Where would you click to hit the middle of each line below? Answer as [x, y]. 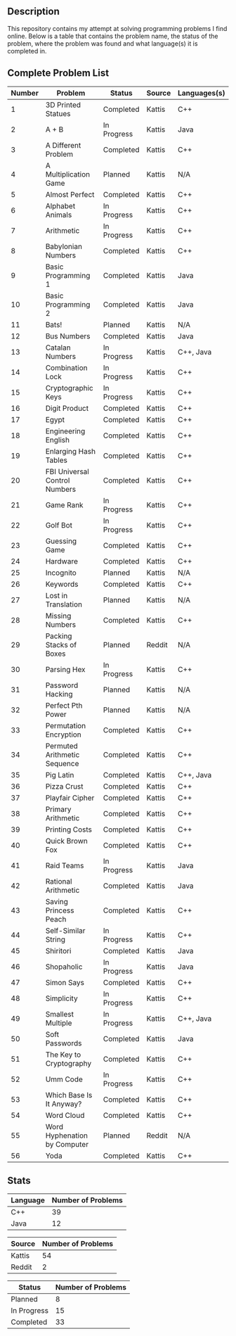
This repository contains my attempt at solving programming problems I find [117, 28]
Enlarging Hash [71, 451]
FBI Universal [67, 471]
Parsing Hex [65, 669]
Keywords [62, 584]
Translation [64, 604]
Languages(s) [202, 93]
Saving [57, 901]
